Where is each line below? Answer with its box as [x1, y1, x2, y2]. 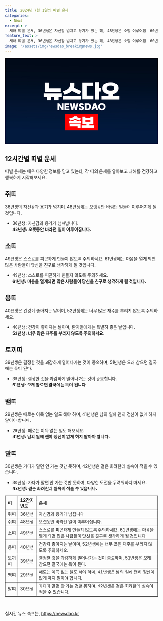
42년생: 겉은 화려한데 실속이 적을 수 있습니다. [12, 486, 98, 491]
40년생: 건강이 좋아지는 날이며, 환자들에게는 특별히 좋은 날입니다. [12, 324, 136, 330]
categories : [5, 13, 29, 18]
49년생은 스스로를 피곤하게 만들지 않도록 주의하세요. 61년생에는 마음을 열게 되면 [5, 255, 156, 262]
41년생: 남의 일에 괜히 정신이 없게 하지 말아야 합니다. [12, 434, 110, 439]
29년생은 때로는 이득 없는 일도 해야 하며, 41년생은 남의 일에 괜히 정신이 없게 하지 [5, 411, 157, 417]
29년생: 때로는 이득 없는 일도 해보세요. [12, 428, 85, 434]
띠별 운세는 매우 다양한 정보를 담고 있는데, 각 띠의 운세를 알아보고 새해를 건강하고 [5, 168, 158, 174]
